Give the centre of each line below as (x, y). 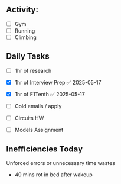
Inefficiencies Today (45, 149)
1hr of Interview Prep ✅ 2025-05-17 (58, 82)
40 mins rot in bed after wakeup (53, 175)
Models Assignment (39, 130)
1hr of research (33, 70)
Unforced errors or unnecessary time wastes (60, 163)
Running (25, 30)
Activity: (22, 10)
